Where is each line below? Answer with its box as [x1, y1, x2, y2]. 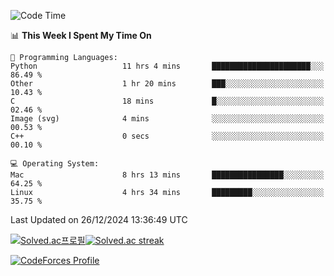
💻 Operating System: [10, 159, 100, 169]
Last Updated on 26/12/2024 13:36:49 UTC [10, 214, 188, 225]
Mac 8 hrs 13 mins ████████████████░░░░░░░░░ [10, 170, 325, 180]
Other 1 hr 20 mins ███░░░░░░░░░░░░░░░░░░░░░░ [10, 79, 325, 89]
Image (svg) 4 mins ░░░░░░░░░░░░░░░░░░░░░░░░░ [10, 114, 325, 124]
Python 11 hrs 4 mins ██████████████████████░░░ [10, 61, 325, 71]
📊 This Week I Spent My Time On [10, 30, 152, 41]
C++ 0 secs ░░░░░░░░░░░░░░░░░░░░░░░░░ [10, 131, 325, 141]
